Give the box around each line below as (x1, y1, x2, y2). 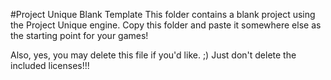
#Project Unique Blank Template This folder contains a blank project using (10, 9, 316, 20)
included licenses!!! (10, 60, 90, 71)
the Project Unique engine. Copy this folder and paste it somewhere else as (10, 19, 322, 31)
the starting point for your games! (10, 30, 149, 41)
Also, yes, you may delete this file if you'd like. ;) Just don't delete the (10, 49, 297, 61)
